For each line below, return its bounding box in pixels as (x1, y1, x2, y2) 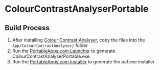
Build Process (5, 24, 50, 32)
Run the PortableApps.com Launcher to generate (12, 48, 116, 54)
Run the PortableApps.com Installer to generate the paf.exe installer (12, 59, 155, 64)
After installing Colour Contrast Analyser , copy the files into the (12, 37, 145, 43)
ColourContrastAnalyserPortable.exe (12, 53, 90, 59)
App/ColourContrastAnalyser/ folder (12, 42, 88, 49)
